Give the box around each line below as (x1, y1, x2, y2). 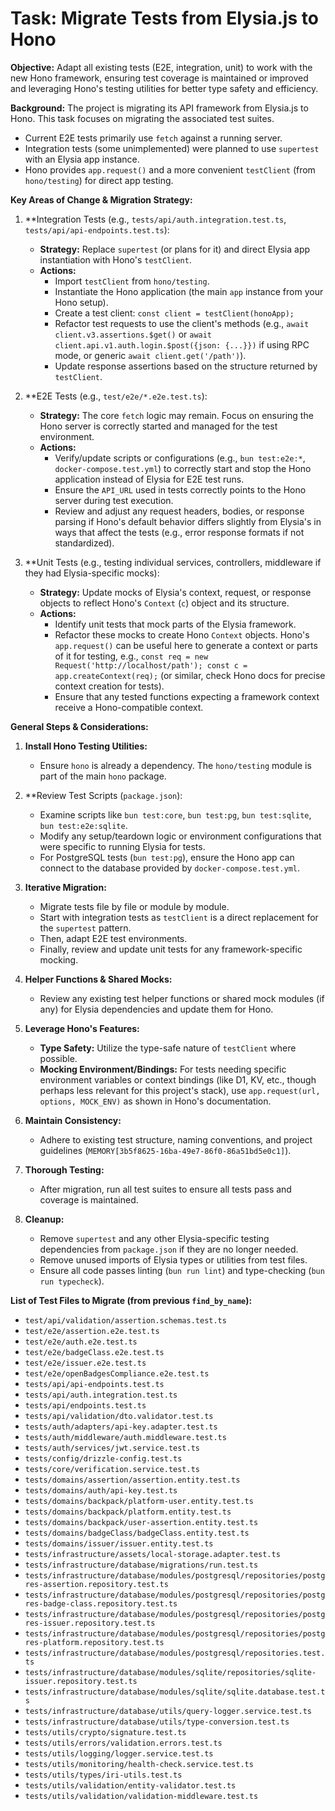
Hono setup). (54, 296, 109, 308)
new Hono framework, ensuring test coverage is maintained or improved (10, 72, 309, 84)
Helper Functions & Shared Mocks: (24, 973, 173, 985)
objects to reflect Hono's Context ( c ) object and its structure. (39, 597, 290, 609)
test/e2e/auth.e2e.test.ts (24, 1337, 138, 1347)
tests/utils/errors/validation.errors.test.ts (24, 1738, 223, 1748)
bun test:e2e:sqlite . (39, 819, 128, 831)
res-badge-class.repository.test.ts (24, 1598, 178, 1609)
